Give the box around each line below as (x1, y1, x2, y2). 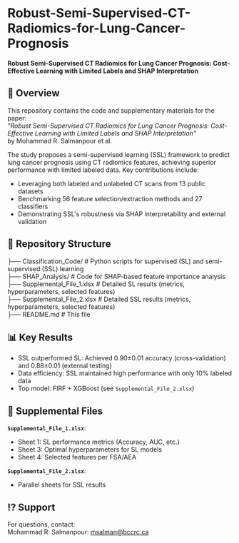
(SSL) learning (41, 264, 84, 273)
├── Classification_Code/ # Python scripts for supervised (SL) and (7, 257, 204, 265)
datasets (17, 187, 44, 196)
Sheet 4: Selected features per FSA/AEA (17, 453, 137, 462)
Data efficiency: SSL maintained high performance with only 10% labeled (17, 369, 233, 377)
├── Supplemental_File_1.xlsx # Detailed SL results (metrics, (7, 280, 185, 288)
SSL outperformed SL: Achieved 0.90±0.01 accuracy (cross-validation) (17, 354, 226, 362)
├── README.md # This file (7, 310, 91, 318)
